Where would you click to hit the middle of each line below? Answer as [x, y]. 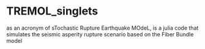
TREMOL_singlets [52, 11]
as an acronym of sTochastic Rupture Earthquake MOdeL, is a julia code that [102, 28]
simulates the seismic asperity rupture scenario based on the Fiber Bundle [100, 34]
